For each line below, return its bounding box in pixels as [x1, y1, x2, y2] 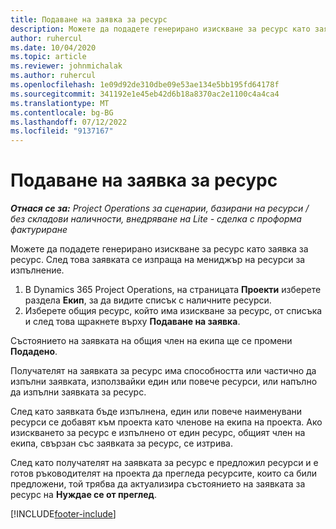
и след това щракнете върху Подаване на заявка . [24, 316, 241, 328]
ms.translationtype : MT [10, 98, 110, 108]
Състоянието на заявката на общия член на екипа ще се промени [10, 335, 293, 347]
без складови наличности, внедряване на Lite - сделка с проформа [10, 213, 302, 225]
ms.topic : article [10, 52, 87, 62]
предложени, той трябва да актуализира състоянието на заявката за [10, 478, 306, 490]
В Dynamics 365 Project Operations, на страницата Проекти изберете [24, 284, 322, 296]
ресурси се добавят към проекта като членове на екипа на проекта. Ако [10, 416, 323, 428]
